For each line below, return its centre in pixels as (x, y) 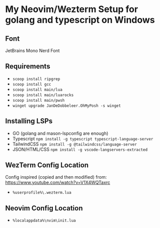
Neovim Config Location (44, 208)
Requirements (28, 66)
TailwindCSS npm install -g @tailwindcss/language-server (75, 144)
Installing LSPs (29, 121)
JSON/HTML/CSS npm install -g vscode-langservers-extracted (80, 149)
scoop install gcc (32, 84)
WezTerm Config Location (47, 165)
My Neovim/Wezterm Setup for (72, 9)
